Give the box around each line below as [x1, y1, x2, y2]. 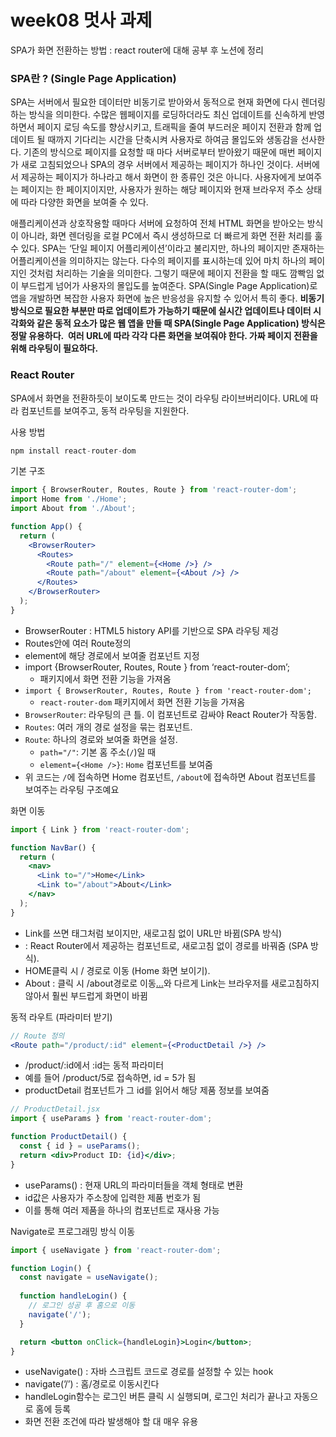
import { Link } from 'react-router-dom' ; [10, 824, 190, 835]
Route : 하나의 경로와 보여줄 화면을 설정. [24, 733, 178, 745]
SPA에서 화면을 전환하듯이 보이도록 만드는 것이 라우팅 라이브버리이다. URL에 [10, 392, 308, 404]
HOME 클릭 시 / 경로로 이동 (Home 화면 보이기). [24, 964, 211, 976]
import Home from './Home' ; [10, 494, 128, 505]
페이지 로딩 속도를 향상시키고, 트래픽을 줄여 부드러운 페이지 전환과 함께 [36, 121, 312, 133]
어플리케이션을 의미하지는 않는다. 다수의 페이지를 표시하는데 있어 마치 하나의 [10, 255, 307, 267]
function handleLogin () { [19, 1291, 128, 1301]
